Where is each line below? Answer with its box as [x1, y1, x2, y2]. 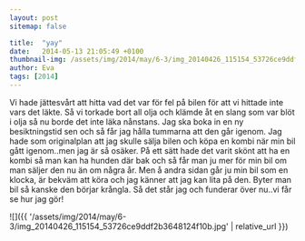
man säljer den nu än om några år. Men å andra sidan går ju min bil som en [9, 165, 289, 176]
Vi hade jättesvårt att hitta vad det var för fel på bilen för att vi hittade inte [9, 96, 284, 107]
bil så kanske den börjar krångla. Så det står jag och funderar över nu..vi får [9, 184, 292, 195]
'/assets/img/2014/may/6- [29, 211, 127, 222]
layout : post [9, 13, 59, 23]
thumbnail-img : [9, 55, 67, 65]
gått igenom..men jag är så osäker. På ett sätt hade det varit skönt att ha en [9, 145, 290, 156]
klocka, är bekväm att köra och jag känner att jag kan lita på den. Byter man [9, 174, 292, 185]
